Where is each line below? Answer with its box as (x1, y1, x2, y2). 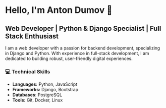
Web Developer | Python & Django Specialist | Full (5, 24, 162, 33)
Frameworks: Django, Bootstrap (12, 87, 78, 93)
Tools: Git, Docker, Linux (12, 97, 63, 103)
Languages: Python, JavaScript (12, 81, 78, 87)
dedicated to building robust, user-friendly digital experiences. (5, 55, 133, 61)
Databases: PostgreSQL (12, 92, 62, 98)
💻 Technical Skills (5, 68, 51, 75)
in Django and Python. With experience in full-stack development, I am (5, 51, 150, 56)
